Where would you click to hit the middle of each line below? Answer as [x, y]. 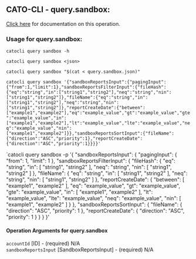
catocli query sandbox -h [38, 51]
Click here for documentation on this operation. [63, 23]
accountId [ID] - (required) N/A [43, 244]
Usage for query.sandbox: [44, 39]
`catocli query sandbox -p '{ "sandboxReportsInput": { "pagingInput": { [92, 154]
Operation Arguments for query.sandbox [57, 230]
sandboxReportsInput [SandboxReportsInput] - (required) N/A [80, 250]
